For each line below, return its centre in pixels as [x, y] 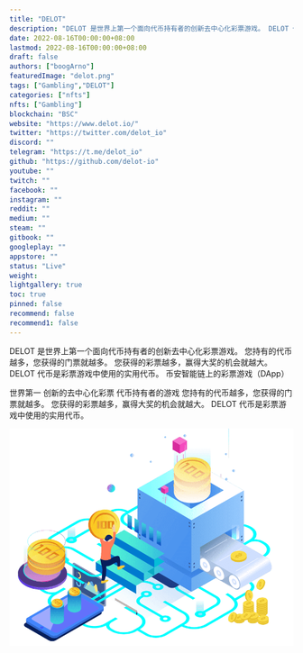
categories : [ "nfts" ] [50, 95]
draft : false [34, 57]
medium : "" [30, 219]
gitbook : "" [32, 238]
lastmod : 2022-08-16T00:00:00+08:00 [78, 48]
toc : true [28, 295]
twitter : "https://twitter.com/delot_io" [88, 133]
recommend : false [42, 313]
